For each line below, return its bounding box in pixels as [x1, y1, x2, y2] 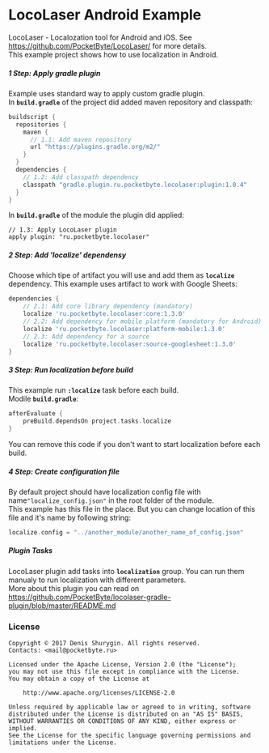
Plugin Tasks [8, 546, 53, 555]
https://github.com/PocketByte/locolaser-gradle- [8, 592, 171, 602]
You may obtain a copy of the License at [8, 674, 150, 683]
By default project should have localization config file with [8, 487, 202, 496]
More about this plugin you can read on [8, 583, 140, 593]
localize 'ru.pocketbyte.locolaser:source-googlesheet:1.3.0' [23, 340, 237, 348]
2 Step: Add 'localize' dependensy [8, 250, 127, 260]
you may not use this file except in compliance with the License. [8, 668, 241, 676]
